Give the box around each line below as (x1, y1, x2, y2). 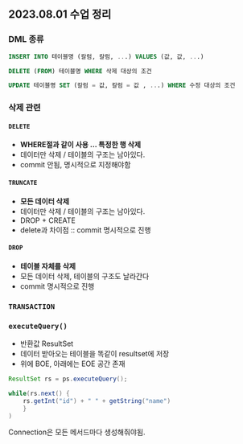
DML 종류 (8, 34, 44, 45)
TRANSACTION (8, 302, 56, 311)
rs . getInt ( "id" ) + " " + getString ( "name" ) (23, 397, 171, 405)
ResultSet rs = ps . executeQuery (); (8, 375, 128, 384)
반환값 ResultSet (19, 339, 74, 348)
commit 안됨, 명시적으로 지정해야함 (19, 160, 131, 170)
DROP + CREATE (19, 216, 76, 225)
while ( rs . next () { (8, 389, 70, 397)
